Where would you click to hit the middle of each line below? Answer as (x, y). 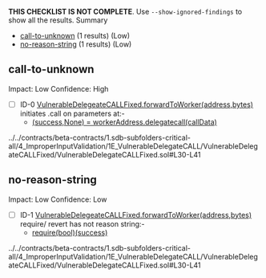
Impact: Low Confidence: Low (58, 199)
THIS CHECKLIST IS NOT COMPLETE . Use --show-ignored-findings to (125, 12)
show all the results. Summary (58, 20)
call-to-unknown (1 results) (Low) (75, 36)
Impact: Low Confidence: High (58, 88)
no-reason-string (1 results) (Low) (76, 44)
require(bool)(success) (70, 232)
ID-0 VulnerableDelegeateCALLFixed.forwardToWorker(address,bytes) (137, 104)
